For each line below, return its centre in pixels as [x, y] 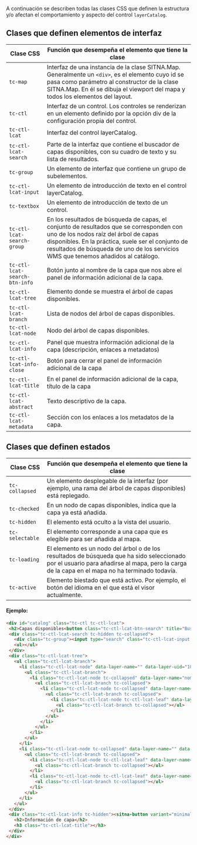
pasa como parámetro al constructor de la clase [113, 82]
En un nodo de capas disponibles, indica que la [111, 505]
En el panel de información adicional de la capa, [113, 379]
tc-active [23, 587]
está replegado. [68, 495]
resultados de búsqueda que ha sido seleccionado [116, 555]
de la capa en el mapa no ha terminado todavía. [112, 570]
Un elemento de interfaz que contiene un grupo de [116, 168]
